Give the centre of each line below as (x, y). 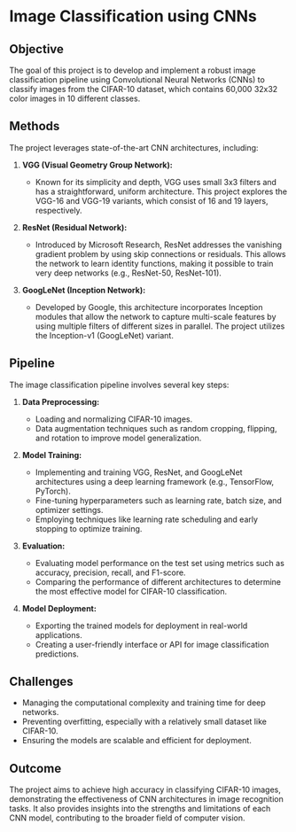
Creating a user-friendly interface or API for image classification (152, 644)
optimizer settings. (69, 509)
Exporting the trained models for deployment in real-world (141, 626)
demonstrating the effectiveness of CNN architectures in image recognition (146, 799)
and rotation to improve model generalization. (118, 438)
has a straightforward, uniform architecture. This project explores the (161, 191)
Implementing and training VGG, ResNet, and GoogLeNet (139, 472)
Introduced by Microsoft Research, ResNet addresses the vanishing (158, 245)
